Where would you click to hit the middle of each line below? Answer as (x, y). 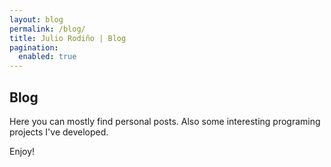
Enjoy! (22, 151)
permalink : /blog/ (47, 29)
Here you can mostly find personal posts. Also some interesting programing (165, 121)
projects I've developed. (59, 132)
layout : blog (36, 19)
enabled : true (47, 57)
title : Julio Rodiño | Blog (68, 38)
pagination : (34, 47)
